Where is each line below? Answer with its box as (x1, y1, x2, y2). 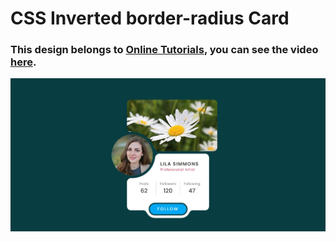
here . (10, 55, 37, 69)
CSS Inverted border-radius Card (10, 7, 290, 30)
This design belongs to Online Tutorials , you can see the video (10, 43, 319, 57)
